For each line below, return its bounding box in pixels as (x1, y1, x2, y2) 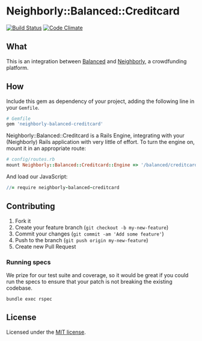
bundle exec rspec (6, 296, 52, 302)
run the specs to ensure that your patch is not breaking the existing (6, 278, 173, 286)
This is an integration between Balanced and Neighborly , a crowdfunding (6, 57, 187, 64)
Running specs (6, 258, 51, 266)
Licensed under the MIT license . (6, 328, 86, 336)
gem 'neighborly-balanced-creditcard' (6, 121, 103, 127)
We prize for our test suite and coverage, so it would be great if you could (6, 272, 189, 279)
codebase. (6, 284, 33, 292)
